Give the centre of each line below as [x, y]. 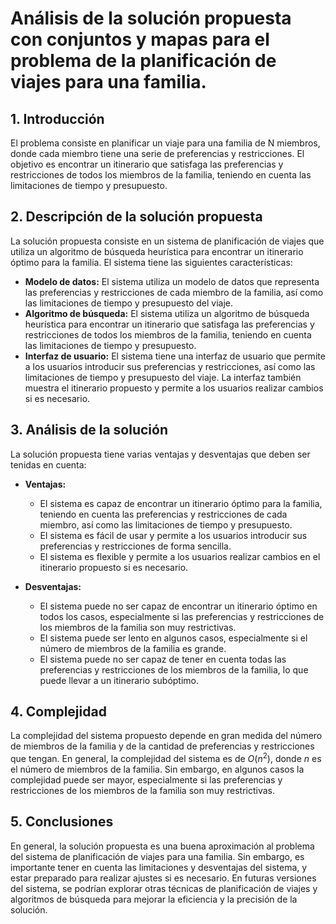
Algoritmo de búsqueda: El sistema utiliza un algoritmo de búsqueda [167, 313]
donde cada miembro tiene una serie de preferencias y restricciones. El [157, 153]
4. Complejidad [58, 712]
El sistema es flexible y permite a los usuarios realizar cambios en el [180, 556]
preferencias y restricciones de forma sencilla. [135, 546]
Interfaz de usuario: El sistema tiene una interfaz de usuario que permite [175, 356]
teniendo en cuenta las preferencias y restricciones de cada [163, 514]
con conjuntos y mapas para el [140, 39]
